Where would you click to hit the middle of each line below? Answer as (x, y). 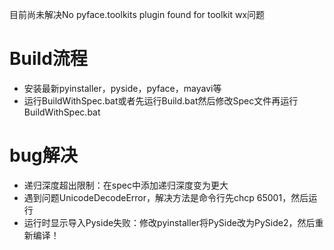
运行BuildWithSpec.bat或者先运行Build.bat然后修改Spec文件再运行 (161, 100)
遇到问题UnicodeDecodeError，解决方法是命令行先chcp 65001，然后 (166, 197)
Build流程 (48, 59)
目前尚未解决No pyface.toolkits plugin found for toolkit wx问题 (137, 14)
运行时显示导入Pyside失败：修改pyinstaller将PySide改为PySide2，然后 (169, 222)
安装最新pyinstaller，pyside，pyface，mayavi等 (122, 88)
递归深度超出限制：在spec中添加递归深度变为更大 (126, 185)
